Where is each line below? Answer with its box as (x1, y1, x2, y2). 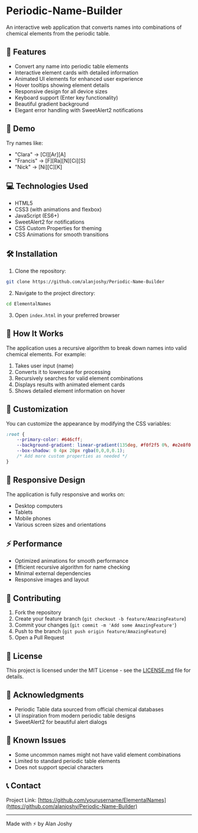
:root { (6, 431, 25, 437)
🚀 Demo (6, 124, 35, 134)
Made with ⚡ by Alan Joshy (6, 820, 72, 827)
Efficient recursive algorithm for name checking (14, 563, 131, 570)
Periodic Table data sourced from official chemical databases (14, 706, 164, 713)
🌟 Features (6, 47, 47, 57)
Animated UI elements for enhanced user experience (14, 75, 143, 82)
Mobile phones (14, 514, 51, 522)
